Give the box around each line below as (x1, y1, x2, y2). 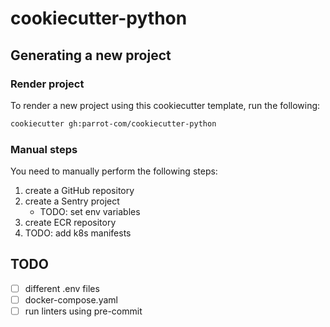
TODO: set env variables (39, 206, 141, 218)
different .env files (24, 282, 100, 294)
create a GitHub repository (24, 185, 135, 197)
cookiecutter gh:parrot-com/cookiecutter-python (10, 118, 217, 129)
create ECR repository (24, 217, 117, 229)
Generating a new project (10, 47, 172, 64)
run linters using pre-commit (24, 305, 143, 317)
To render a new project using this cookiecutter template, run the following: (10, 99, 321, 111)
